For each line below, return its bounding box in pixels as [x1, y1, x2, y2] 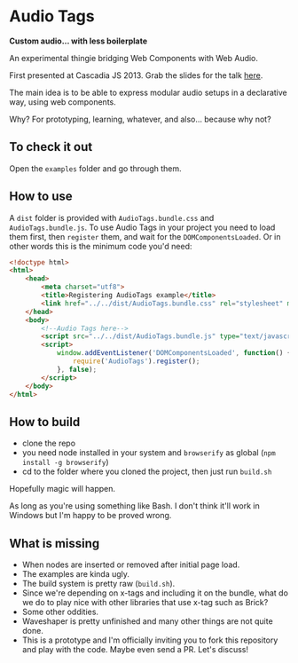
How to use [9, 189, 73, 204]
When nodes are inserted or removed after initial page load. [21, 559, 240, 570]
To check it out [9, 139, 93, 154]
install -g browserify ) [21, 457, 109, 468]
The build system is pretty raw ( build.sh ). [21, 579, 176, 589]
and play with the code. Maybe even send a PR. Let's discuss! [21, 644, 248, 655]
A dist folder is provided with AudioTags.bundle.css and [9, 212, 215, 223]
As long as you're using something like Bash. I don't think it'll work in [9, 501, 260, 511]
